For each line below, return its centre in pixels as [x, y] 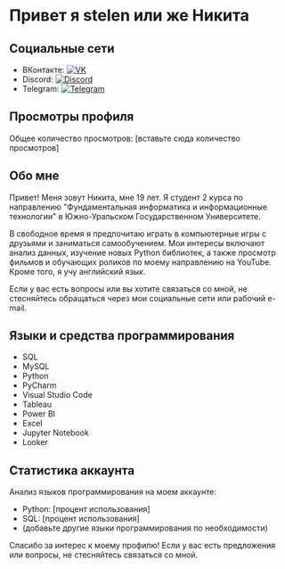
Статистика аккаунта [72, 470]
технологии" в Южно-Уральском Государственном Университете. [135, 216]
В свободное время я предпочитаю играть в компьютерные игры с [138, 234]
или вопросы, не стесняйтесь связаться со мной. [104, 555]
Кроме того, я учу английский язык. [77, 271]
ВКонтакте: [43, 70]
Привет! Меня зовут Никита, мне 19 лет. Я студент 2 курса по [126, 197]
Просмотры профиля [72, 117]
